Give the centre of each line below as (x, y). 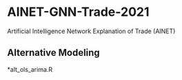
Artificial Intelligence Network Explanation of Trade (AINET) (91, 31)
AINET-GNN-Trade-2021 (78, 12)
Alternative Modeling (53, 53)
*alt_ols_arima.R (30, 69)
